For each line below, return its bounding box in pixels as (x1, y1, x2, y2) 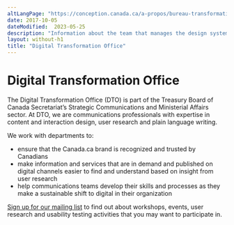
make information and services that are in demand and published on (17, 160, 214, 168)
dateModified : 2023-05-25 (7, 23, 86, 30)
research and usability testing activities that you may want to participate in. (7, 210, 223, 218)
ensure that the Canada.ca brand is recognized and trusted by (17, 144, 196, 153)
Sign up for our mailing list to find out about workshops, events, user (7, 203, 204, 211)
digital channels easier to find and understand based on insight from (17, 166, 214, 175)
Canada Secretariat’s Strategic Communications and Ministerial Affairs (7, 102, 209, 111)
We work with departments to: (7, 131, 94, 139)
